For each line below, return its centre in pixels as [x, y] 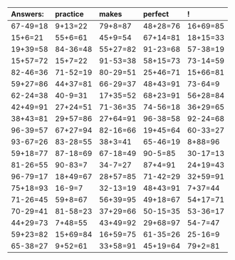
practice [69, 14]
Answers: [27, 14]
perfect [156, 14]
